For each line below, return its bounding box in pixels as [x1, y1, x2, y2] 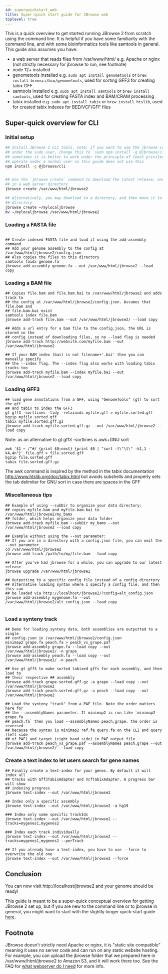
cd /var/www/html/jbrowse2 [5, 547, 61, 552]
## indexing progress [5, 786, 50, 791]
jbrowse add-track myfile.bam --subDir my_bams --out [5, 520, 120, 526]
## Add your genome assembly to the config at [5, 246, 104, 251]
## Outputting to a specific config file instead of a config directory [5, 577, 160, 582]
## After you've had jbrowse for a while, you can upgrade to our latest [5, 560, 162, 565]
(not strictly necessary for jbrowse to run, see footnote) [12, 61, 127, 68]
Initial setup [5, 133, 34, 140]
